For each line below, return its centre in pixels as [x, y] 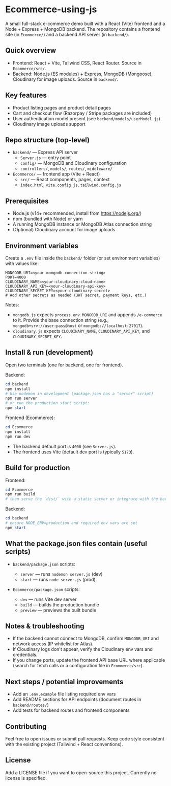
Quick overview [31, 50]
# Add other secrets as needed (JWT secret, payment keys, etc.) [76, 295]
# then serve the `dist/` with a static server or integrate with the [82, 499]
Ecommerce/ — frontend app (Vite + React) [56, 174]
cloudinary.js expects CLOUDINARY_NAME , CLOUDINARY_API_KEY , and [81, 331]
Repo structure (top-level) [48, 140]
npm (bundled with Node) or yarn [48, 219]
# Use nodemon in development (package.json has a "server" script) [79, 394]
